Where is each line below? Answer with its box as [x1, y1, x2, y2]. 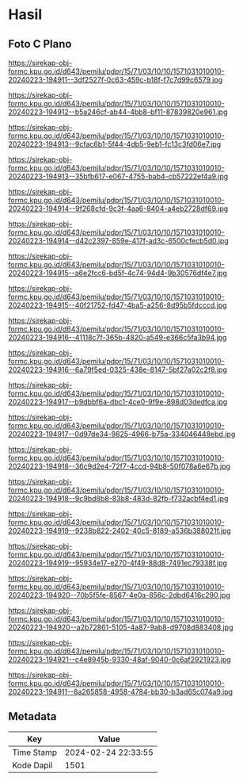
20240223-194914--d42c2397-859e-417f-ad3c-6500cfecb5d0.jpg [8, 236, 230, 245]
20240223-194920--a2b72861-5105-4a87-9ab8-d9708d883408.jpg [8, 622, 234, 632]
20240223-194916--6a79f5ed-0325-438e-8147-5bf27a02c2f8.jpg [8, 365, 227, 374]
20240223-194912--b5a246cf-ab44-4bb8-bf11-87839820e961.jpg [8, 107, 228, 117]
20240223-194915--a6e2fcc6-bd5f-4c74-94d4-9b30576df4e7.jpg [8, 268, 228, 278]
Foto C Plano [8, 37, 72, 51]
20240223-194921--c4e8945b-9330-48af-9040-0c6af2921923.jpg [8, 655, 231, 664]
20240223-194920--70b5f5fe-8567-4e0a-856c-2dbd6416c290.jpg [8, 591, 231, 599]
